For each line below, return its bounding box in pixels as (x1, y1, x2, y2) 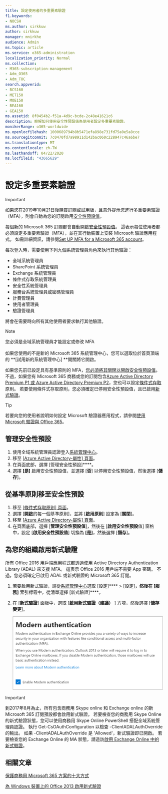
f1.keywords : (5, 13, 32, 19)
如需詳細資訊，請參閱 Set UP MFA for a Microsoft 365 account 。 (14, 236, 146, 242)
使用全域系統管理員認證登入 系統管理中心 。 (12, 449, 100, 455)
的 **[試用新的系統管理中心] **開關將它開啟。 (5, 356, 99, 362)
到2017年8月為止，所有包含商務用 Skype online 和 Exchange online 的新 (5, 705, 153, 711)
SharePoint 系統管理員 (12, 264, 58, 270)
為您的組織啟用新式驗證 (5, 546, 77, 554)
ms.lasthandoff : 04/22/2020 (5, 151, 64, 156)
